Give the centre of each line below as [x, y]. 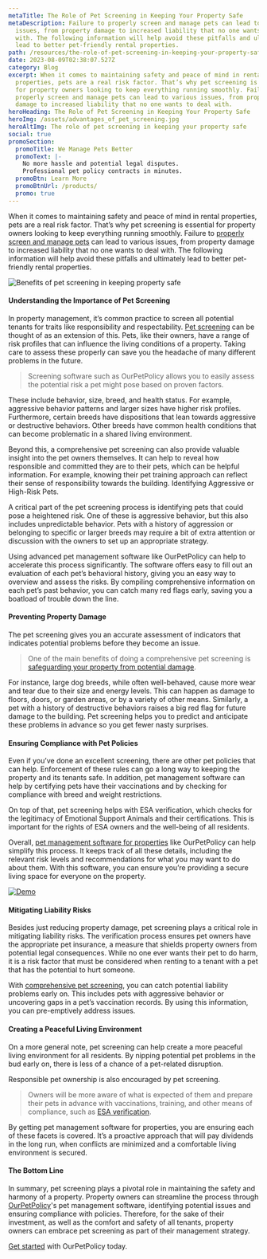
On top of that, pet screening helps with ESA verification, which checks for [130, 810]
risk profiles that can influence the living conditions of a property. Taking [127, 343]
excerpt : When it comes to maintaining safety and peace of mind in [124, 75]
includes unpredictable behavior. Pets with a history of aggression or [121, 524]
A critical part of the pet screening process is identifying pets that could [126, 507]
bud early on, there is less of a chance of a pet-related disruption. [116, 1064]
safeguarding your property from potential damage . [112, 667]
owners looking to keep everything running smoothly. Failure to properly [126, 233]
